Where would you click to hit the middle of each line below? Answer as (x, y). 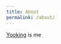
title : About (23, 12)
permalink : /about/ (31, 17)
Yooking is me (24, 34)
